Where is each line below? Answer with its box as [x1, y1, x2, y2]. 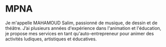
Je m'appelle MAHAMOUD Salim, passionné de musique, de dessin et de [5, 20, 158, 26]
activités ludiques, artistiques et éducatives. [5, 36, 97, 42]
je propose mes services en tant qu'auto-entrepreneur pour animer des [5, 30, 154, 36]
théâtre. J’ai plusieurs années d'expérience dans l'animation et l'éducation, [5, 25, 161, 31]
